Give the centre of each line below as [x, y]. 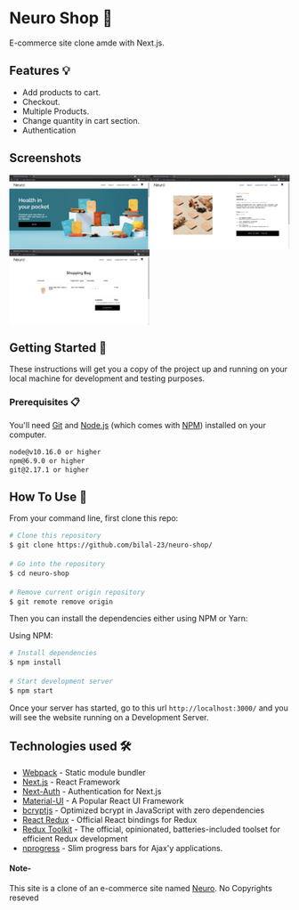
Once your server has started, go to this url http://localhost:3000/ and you [149, 708]
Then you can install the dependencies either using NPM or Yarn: [129, 619]
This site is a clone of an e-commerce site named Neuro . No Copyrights [141, 888]
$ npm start [31, 691]
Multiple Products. [56, 111]
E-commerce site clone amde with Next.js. [87, 43]
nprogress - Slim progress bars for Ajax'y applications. [122, 848]
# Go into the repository [57, 565]
